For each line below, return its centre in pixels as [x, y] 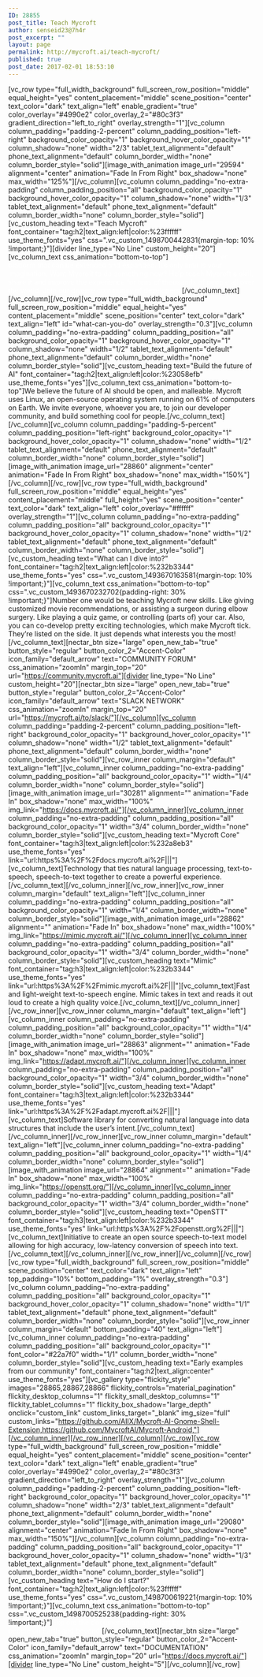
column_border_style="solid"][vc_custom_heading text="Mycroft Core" [124, 835]
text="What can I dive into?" [122, 558]
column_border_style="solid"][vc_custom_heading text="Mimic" [112, 960]
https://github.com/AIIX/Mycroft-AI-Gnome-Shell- [139, 1421]
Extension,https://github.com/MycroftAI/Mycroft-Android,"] [104, 1429]
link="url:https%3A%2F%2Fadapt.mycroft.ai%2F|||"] [94, 1111]
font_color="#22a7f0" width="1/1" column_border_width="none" [113, 1354]
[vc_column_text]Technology [55, 868]
